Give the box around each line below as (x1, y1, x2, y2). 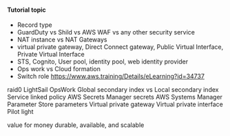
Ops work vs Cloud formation (17, 65, 101, 73)
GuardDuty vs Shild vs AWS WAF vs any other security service (17, 28, 195, 37)
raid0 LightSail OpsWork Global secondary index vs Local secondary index (7, 86, 219, 94)
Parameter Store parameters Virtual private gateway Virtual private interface (7, 100, 224, 108)
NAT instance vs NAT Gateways (17, 35, 107, 44)
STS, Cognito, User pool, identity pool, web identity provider (17, 57, 188, 66)
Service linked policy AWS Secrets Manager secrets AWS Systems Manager (7, 93, 222, 101)
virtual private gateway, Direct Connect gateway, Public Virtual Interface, (17, 43, 224, 51)
